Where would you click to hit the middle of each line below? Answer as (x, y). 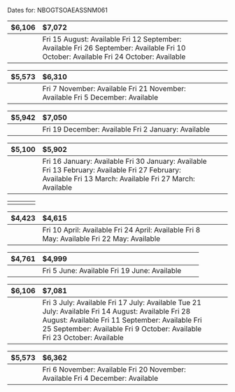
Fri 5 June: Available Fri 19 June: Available (112, 271)
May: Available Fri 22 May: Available (101, 239)
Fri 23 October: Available (83, 337)
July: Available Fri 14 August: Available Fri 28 (116, 311)
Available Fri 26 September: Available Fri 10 (114, 48)
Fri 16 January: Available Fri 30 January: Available (125, 161)
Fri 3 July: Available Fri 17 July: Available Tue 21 (122, 302)
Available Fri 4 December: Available (100, 378)
